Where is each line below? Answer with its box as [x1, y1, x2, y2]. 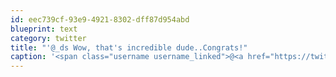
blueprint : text [10, 24, 78, 34]
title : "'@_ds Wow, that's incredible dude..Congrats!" [10, 42, 248, 53]
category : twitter [10, 33, 87, 43]
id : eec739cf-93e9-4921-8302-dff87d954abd [10, 14, 190, 25]
